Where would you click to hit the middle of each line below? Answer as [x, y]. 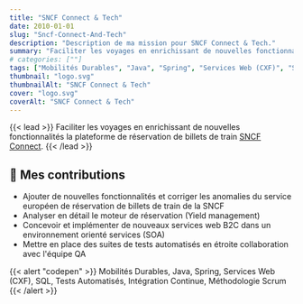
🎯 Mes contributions [68, 175]
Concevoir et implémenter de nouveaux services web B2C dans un [147, 226]
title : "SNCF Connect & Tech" [66, 18]
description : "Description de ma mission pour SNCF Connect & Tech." [143, 43]
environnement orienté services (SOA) [93, 235]
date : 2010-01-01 [42, 26]
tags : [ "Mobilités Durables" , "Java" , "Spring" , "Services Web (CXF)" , [147, 69]
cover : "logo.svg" [44, 93]
